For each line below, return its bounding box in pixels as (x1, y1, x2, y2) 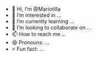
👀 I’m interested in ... (11, 12, 62, 19)
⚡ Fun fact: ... (11, 45, 44, 52)
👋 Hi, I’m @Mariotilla (11, 6, 61, 12)
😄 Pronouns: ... (11, 39, 50, 46)
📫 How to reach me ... (11, 31, 66, 37)
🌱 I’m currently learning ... (11, 18, 75, 24)
